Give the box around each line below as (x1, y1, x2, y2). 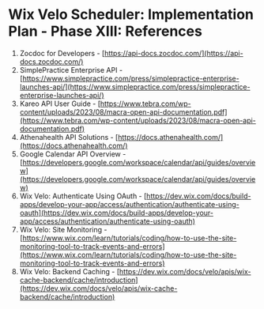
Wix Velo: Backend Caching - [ (19, 266, 120, 276)
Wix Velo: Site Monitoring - (19, 224, 107, 234)
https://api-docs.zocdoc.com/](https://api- (104, 48, 243, 58)
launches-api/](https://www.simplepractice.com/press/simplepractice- (19, 81, 251, 92)
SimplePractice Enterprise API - (19, 65, 123, 74)
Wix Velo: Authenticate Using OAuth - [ (19, 191, 147, 201)
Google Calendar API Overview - (19, 149, 126, 159)
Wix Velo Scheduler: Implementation (8, 6, 255, 24)
